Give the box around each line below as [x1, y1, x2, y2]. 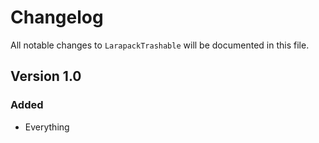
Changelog [10, 6, 104, 29]
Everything [24, 121, 70, 133]
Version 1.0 [10, 68, 82, 85]
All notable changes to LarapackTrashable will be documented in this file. [10, 39, 310, 51]
